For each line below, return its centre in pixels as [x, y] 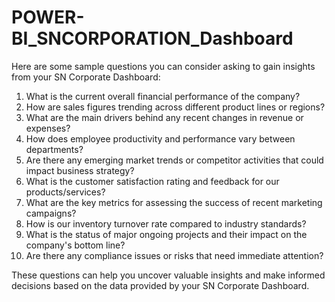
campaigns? [51, 213]
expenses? [48, 128]
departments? [54, 149]
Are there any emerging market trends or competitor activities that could [174, 160]
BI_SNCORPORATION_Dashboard [152, 38]
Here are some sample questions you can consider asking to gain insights [163, 66]
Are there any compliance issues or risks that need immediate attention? [174, 255]
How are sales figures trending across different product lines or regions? [175, 107]
